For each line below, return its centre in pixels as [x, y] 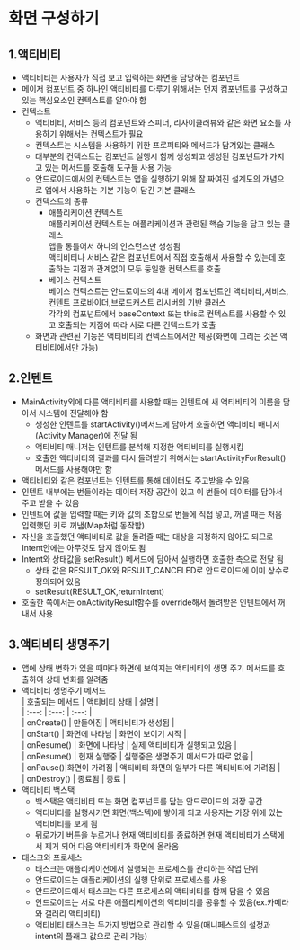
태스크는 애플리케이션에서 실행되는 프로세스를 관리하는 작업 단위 [146, 868]
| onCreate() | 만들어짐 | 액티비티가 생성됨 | [98, 722]
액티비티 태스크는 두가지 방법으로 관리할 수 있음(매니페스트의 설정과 [153, 924]
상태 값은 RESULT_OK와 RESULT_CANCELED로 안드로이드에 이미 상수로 [162, 570]
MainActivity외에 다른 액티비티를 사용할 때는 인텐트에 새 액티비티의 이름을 [151, 402]
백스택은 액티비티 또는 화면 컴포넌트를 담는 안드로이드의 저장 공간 [149, 801]
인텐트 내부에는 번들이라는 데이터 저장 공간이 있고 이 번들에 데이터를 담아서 [152, 492]
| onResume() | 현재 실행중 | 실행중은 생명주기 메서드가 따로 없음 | [137, 756]
